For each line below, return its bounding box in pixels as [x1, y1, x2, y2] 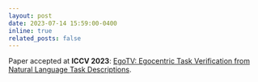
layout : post [8, 11, 53, 20]
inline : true [8, 27, 53, 35]
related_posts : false [8, 34, 82, 43]
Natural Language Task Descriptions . [8, 65, 132, 75]
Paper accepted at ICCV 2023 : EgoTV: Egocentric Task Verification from [8, 56, 251, 66]
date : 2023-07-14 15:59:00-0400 [8, 19, 117, 27]
